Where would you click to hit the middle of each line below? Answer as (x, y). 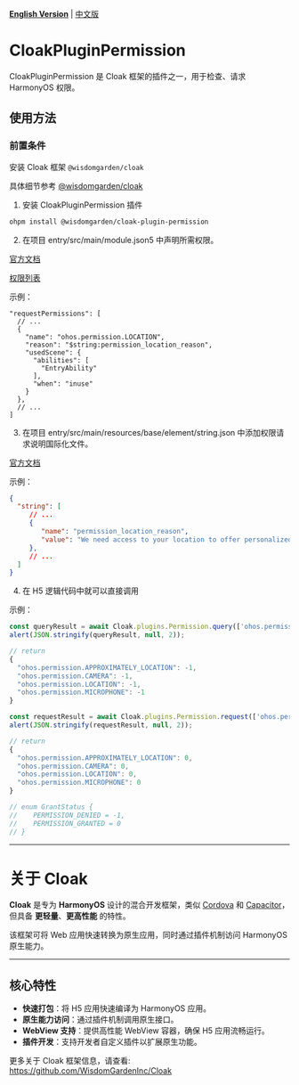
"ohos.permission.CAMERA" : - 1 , (75, 676)
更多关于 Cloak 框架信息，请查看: (70, 1061)
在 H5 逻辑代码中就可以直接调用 (81, 591)
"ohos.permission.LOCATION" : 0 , (77, 774)
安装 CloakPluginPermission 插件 (82, 205)
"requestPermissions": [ (55, 314)
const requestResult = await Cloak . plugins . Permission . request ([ (133, 717)
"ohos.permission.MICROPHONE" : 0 (79, 783)
